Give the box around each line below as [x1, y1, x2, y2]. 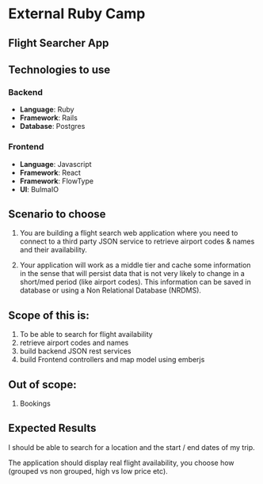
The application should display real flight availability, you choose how [8, 458, 235, 467]
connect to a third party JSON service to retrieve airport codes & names [19, 236, 255, 246]
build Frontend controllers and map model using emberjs [19, 355, 205, 365]
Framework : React [19, 168, 82, 177]
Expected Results [8, 422, 97, 435]
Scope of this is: [8, 308, 90, 322]
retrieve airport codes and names [19, 338, 129, 348]
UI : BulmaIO [19, 184, 59, 194]
